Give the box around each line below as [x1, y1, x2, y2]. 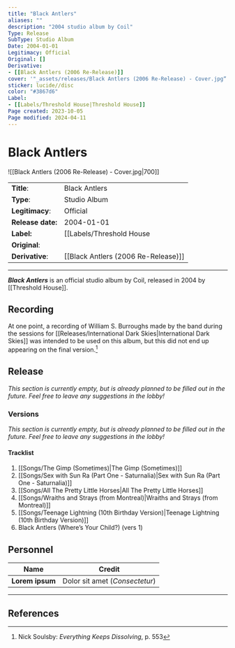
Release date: [11, 217, 58, 227]
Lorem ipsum [11, 576, 56, 586]
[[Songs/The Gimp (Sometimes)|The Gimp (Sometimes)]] [17, 464, 183, 473]
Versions [8, 409, 39, 419]
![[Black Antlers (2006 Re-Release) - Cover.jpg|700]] [8, 167, 160, 175]
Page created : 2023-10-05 [8, 108, 83, 115]
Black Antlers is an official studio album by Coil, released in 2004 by [8, 275, 206, 284]
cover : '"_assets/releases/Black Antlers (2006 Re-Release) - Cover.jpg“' [8, 75, 230, 82]
